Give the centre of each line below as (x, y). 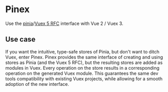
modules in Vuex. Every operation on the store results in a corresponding (82, 68)
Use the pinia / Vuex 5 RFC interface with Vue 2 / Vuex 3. (65, 23)
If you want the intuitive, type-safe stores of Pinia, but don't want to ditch (82, 51)
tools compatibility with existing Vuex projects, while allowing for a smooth (84, 79)
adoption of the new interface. (37, 84)
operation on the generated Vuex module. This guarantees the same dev (82, 73)
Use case (20, 39)
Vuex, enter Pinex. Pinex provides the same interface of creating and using (84, 57)
